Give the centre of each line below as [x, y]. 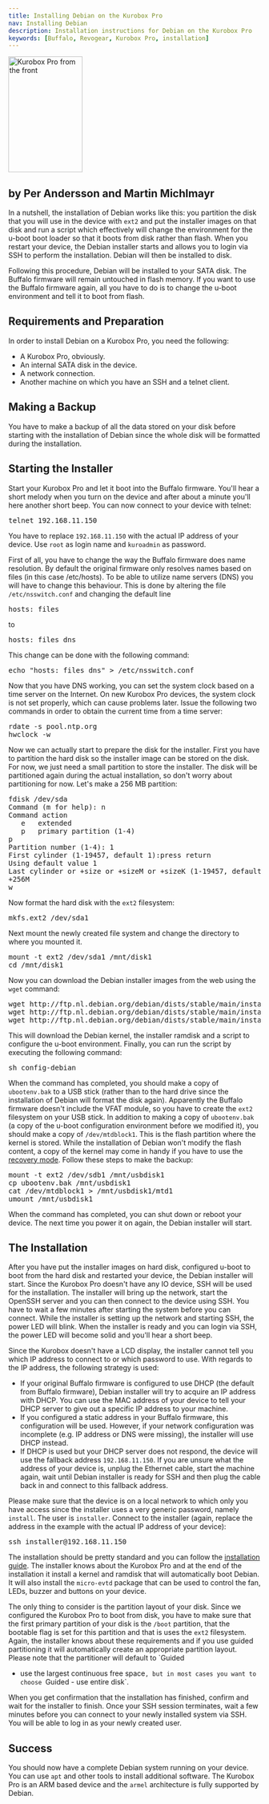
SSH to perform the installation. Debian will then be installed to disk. [120, 255]
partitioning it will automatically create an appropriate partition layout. [123, 1649]
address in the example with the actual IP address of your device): [117, 1527]
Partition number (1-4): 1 [61, 847]
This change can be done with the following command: [99, 655]
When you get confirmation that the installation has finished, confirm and [129, 1697]
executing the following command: [65, 1052]
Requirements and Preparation [86, 322]
